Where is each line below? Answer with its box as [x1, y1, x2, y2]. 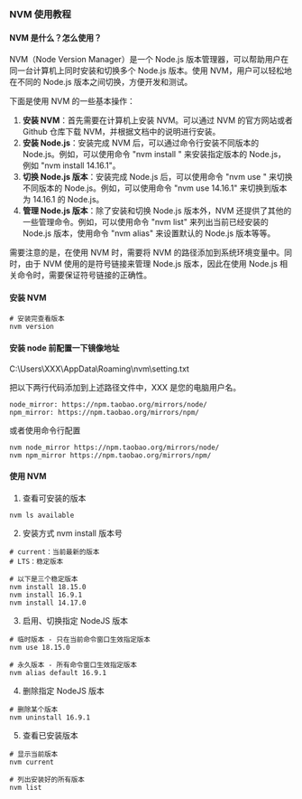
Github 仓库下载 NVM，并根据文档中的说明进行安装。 [22, 127, 221, 137]
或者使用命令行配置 [9, 425, 81, 436]
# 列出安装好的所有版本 [9, 775, 86, 784]
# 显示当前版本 [9, 749, 59, 758]
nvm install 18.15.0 [9, 582, 87, 591]
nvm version [9, 323, 54, 332]
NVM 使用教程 [9, 7, 72, 20]
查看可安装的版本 [22, 493, 87, 503]
